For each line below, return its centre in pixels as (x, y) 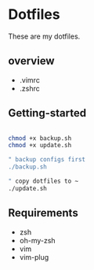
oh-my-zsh (38, 240)
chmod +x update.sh (40, 146)
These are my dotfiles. (44, 36)
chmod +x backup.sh (40, 138)
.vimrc (30, 80)
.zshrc (30, 88)
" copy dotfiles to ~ (43, 181)
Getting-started (47, 113)
